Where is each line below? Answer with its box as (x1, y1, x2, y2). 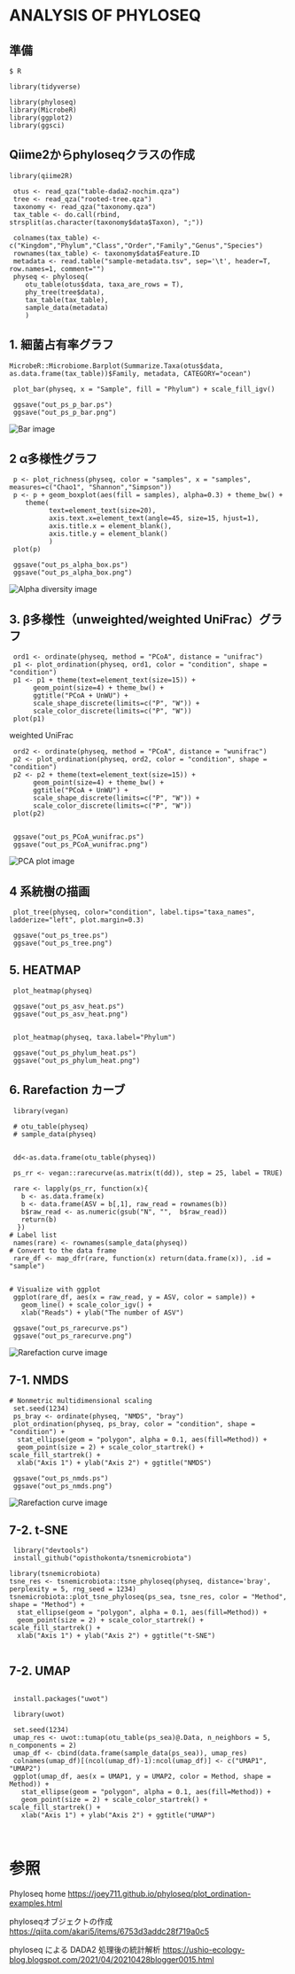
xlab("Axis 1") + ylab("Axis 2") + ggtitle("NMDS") (17, 1458, 213, 1467)
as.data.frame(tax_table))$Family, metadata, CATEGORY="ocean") (9, 369, 252, 378)
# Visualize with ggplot (9, 1284, 101, 1294)
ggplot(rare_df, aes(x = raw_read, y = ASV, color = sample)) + (12, 1292, 255, 1301)
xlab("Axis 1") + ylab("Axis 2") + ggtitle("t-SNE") (17, 1632, 216, 1641)
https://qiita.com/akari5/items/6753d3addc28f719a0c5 (9, 1926, 210, 1937)
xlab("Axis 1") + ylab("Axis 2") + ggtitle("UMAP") (20, 1811, 216, 1820)
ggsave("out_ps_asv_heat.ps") (12, 1002, 125, 1010)
